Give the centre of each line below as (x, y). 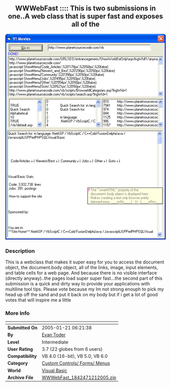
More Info (18, 313)
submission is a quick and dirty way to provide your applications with (78, 284)
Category (18, 363)
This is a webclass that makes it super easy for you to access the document (85, 262)
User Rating (20, 349)
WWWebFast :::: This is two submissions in (85, 8)
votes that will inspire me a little (38, 300)
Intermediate (55, 342)
